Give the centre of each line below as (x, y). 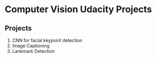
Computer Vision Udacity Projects (78, 9)
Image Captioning (31, 46)
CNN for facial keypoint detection (47, 40)
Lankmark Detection (33, 51)
